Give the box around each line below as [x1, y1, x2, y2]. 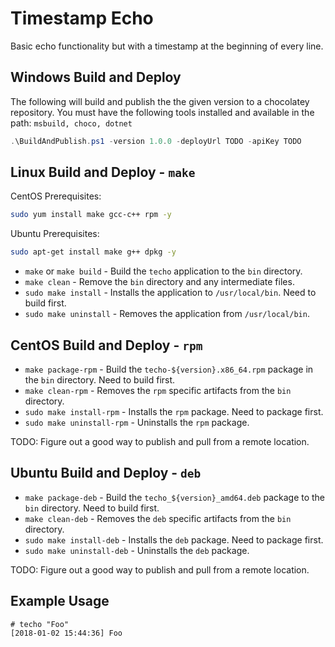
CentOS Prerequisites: [10, 190, 102, 202]
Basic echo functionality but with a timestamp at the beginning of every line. [10, 40, 324, 52]
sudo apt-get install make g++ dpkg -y [10, 247, 177, 257]
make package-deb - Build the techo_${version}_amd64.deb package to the [24, 491, 326, 503]
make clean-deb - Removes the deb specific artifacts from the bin [24, 512, 292, 524]
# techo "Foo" [10, 619, 70, 629]
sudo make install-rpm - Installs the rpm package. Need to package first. [24, 406, 324, 417]
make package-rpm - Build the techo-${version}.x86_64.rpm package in [24, 363, 314, 375]
